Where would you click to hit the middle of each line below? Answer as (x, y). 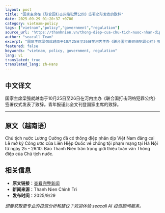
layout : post (18, 10)
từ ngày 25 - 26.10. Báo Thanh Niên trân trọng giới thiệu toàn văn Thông (78, 148)
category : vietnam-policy (31, 23)
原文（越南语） (28, 126)
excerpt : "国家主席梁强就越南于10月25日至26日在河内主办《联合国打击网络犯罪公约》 (81, 42)
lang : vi (14, 55)
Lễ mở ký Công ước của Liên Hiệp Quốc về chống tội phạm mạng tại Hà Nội (82, 143)
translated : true (23, 60)
